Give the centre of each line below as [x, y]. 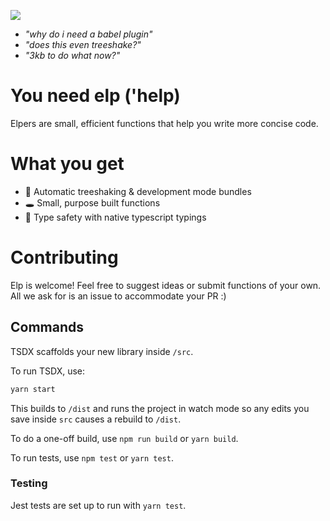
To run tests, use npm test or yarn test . [92, 457]
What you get [67, 164]
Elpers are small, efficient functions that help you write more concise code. [164, 123]
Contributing [64, 257]
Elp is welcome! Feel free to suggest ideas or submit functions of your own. [166, 285]
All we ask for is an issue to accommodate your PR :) [118, 296]
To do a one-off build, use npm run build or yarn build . [124, 438]
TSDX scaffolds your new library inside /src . [102, 351]
